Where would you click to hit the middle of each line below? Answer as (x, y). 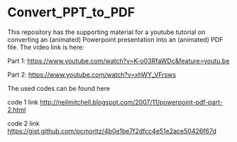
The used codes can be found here (59, 88)
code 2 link (24, 123)
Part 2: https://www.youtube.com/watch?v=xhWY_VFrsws (92, 75)
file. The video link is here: (46, 47)
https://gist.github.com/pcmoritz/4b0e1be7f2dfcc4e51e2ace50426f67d (112, 131)
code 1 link (23, 102)
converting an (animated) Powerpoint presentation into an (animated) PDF (115, 39)
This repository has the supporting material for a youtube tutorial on (106, 32)
